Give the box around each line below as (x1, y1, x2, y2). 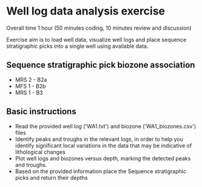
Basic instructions (6, 107, 77, 117)
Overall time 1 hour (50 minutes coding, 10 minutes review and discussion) (6, 24, 192, 31)
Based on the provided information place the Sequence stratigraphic (15, 168, 187, 175)
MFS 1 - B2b (15, 82, 46, 90)
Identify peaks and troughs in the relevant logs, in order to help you (15, 135, 183, 143)
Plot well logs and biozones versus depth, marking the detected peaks (15, 154, 191, 162)
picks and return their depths (15, 174, 88, 181)
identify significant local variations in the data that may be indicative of (15, 142, 192, 149)
